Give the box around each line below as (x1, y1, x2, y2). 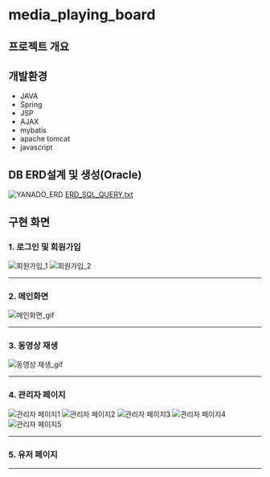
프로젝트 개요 (8, 39, 70, 53)
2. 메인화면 (8, 290, 49, 302)
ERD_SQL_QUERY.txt (64, 190, 134, 199)
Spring (19, 100, 43, 109)
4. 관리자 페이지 (8, 389, 66, 401)
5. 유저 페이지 (8, 449, 58, 460)
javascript (19, 142, 53, 152)
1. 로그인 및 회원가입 (8, 241, 82, 253)
